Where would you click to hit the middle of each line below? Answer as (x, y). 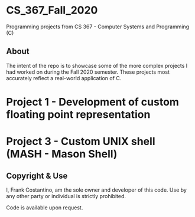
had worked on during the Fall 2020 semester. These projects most (88, 72)
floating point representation (78, 114)
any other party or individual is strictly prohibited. (66, 196)
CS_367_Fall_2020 (52, 10)
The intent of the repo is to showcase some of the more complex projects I (97, 65)
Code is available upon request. (45, 208)
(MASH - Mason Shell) (62, 154)
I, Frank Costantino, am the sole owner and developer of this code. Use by (97, 190)
